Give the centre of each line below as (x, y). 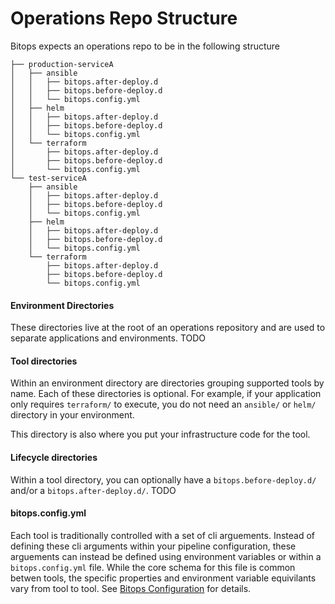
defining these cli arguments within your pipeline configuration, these (153, 546)
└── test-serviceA (48, 178)
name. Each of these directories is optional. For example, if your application (166, 394)
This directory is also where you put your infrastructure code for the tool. (160, 434)
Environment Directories (62, 305)
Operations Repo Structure (124, 18)
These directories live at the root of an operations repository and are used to (168, 328)
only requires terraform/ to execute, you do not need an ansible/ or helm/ (163, 404)
